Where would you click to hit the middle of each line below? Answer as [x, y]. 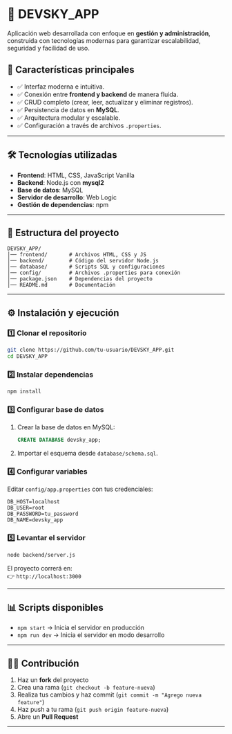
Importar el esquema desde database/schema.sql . [87, 454]
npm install [24, 392]
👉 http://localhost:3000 [44, 576]
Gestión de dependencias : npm [63, 204]
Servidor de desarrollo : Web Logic [67, 197]
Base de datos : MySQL [50, 190]
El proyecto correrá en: [40, 568]
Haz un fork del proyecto [53, 680]
